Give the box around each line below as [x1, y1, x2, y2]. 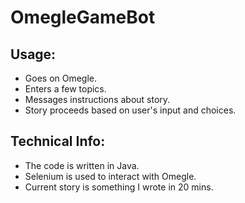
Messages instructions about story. [24, 94, 171, 105]
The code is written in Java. [24, 159, 140, 171]
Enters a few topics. [24, 83, 107, 95]
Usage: [10, 46, 57, 63]
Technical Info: [10, 133, 106, 150]
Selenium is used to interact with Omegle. [24, 170, 197, 182]
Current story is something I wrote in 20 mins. [24, 181, 214, 193]
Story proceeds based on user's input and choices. [24, 104, 237, 116]
